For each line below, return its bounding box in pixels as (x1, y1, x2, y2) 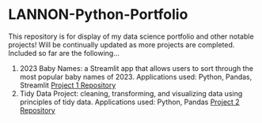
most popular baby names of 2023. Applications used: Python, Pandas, (19, 72, 253, 81)
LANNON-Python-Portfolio (8, 6, 188, 24)
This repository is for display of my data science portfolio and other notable (8, 32, 255, 41)
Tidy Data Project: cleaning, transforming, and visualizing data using (19, 88, 243, 98)
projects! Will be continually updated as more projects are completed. (8, 39, 235, 49)
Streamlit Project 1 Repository (19, 80, 116, 90)
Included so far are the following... (8, 48, 120, 58)
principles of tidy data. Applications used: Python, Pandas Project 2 (19, 97, 240, 106)
